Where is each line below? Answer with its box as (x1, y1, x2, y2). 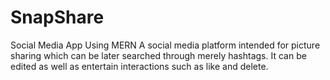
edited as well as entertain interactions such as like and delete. (10, 60, 269, 72)
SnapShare (10, 6, 105, 29)
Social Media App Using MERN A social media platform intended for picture (10, 39, 321, 51)
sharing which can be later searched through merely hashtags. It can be (10, 49, 307, 61)
